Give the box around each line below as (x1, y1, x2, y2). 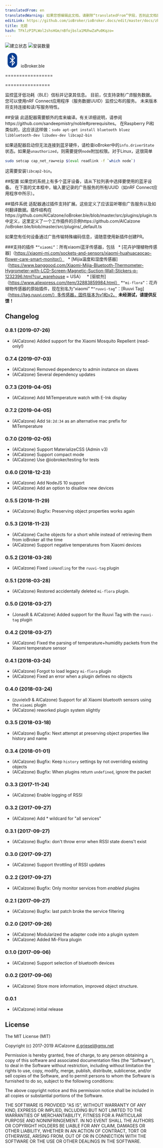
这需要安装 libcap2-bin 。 (5, 168, 55, 174)
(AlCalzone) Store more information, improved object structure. (12, 983, 138, 989)
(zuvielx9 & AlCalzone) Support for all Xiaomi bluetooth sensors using (12, 697, 151, 703)
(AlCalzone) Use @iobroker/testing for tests (12, 457, 99, 463)
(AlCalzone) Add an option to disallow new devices (12, 485, 114, 491)
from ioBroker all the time (12, 537, 63, 542)
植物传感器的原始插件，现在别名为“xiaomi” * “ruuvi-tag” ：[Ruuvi (5, 286, 134, 292)
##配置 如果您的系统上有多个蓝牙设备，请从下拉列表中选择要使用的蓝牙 (5, 178, 148, 184)
